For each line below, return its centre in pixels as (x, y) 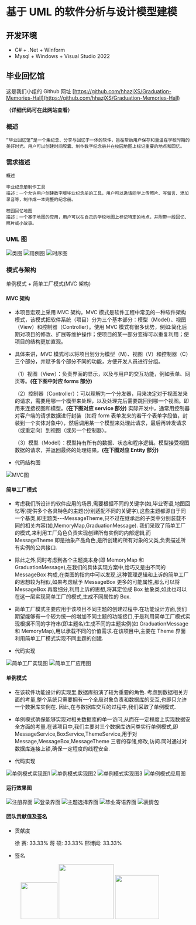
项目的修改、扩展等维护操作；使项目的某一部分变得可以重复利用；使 (107, 334)
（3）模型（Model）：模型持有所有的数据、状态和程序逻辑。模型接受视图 (102, 443)
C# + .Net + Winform (40, 50)
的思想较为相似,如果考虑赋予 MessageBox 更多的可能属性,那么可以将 (97, 582)
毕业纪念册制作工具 (26, 187)
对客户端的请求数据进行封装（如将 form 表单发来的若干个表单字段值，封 (101, 416)
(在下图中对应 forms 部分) (61, 381)
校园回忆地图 (19, 211)
